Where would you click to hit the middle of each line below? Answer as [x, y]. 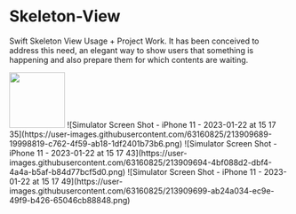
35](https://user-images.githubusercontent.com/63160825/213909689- [141, 134]
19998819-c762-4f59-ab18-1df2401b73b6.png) [96, 143]
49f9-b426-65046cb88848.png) [70, 200]
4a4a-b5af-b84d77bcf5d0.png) [68, 171]
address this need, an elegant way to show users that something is [132, 50]
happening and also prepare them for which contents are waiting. [129, 59]
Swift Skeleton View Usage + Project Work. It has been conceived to [134, 41]
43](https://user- [156, 153]
